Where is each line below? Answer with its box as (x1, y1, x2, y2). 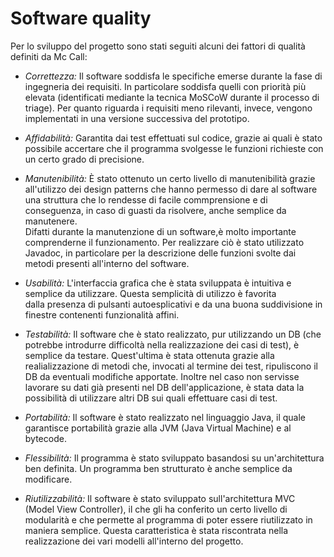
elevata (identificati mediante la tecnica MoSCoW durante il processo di (24, 91, 320, 103)
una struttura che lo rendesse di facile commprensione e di (24, 193, 268, 206)
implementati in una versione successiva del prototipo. (24, 112, 250, 124)
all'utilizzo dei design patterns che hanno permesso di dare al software (24, 183, 318, 195)
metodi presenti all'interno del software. (24, 257, 190, 269)
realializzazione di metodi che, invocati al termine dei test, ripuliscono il (24, 360, 318, 372)
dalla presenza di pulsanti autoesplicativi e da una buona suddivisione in (24, 298, 323, 310)
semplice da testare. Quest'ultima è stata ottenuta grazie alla (24, 349, 275, 361)
